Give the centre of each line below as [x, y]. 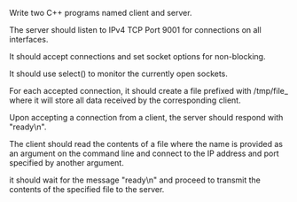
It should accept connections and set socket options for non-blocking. [137, 56]
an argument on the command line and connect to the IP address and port [144, 153]
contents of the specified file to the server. [87, 189]
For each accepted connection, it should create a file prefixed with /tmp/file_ [148, 91]
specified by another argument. [66, 163]
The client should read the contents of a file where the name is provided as [146, 144]
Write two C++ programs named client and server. [101, 13]
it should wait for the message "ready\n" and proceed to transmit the [135, 180]
